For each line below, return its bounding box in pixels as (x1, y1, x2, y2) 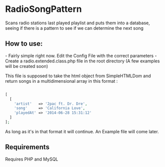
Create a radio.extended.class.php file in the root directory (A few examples (5, 58, 160, 64)
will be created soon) (5, 63, 49, 69)
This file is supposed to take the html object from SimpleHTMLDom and (5, 73, 151, 79)
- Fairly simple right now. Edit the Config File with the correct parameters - (5, 53, 157, 58)
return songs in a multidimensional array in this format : (5, 78, 118, 84)
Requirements (5, 143, 50, 152)
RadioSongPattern (5, 3, 82, 15)
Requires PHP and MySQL (5, 156, 58, 162)
